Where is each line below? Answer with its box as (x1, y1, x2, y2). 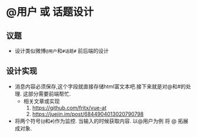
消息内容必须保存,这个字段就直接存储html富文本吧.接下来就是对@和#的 (14, 83, 186, 90)
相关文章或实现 (23, 98, 60, 105)
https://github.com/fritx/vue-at (32, 104, 107, 111)
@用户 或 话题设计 (6, 5, 94, 19)
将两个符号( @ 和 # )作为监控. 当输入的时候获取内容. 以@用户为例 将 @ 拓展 (14, 117, 189, 124)
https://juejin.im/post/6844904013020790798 (32, 110, 144, 118)
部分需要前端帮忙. (28, 90, 71, 97)
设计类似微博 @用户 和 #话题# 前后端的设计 (14, 48, 109, 54)
